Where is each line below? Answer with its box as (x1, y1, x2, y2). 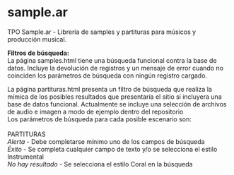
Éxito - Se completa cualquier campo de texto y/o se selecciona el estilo (7, 145, 218, 153)
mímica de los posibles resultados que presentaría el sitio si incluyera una (7, 92, 223, 101)
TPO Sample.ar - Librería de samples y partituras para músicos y (7, 28, 197, 36)
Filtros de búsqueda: (7, 49, 69, 57)
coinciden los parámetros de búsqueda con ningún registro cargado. (7, 71, 207, 80)
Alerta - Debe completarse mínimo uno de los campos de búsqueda (7, 137, 205, 145)
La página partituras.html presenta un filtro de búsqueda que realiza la (7, 85, 212, 93)
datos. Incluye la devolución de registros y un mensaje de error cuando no (7, 64, 224, 72)
